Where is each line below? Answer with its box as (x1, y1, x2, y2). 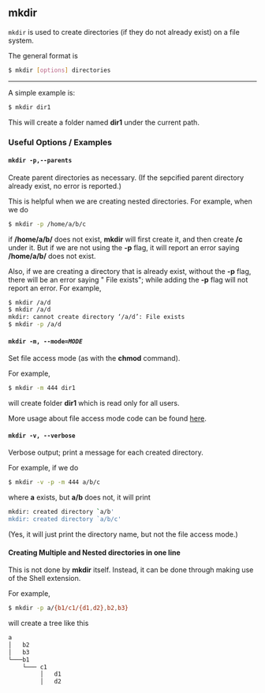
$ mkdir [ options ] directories (8, 66, 111, 74)
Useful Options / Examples (8, 137, 113, 148)
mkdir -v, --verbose (8, 432, 77, 440)
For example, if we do (8, 463, 79, 473)
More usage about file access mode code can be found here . (8, 414, 207, 423)
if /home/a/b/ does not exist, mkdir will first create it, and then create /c (8, 234, 243, 244)
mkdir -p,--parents (8, 157, 73, 165)
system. (8, 36, 34, 45)
